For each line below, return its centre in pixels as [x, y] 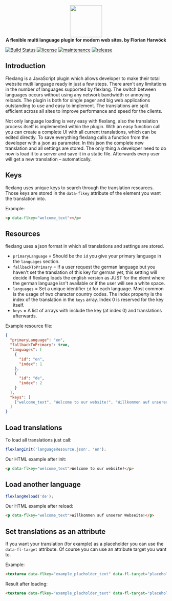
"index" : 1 [30, 364]
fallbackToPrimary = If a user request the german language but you [84, 267]
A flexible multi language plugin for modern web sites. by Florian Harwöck [86, 40]
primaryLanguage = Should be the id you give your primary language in [87, 256]
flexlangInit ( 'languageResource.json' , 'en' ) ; [56, 449]
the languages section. [36, 262]
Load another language [43, 485]
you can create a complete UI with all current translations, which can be [81, 132]
